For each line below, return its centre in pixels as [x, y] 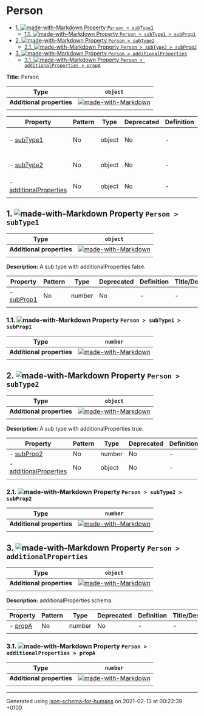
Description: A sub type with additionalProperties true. [75, 428]
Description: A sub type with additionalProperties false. [76, 266]
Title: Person [23, 77]
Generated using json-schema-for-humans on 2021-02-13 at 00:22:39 [94, 701]
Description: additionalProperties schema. [60, 600]
